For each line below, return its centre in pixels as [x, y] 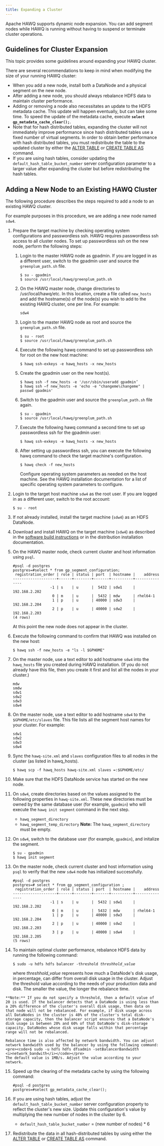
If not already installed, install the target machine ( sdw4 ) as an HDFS [80, 517]
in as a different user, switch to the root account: [61, 499]
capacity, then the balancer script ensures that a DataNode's [89, 1019]
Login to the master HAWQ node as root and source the [76, 322]
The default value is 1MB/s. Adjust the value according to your [73, 1058]
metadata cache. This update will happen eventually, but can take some [85, 111]
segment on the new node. [40, 91]
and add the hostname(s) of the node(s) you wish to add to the [83, 299]
